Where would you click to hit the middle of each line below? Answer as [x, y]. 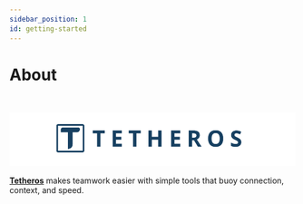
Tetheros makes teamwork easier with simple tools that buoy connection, [147, 180]
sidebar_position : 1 [49, 19]
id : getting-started [49, 29]
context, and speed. [47, 190]
